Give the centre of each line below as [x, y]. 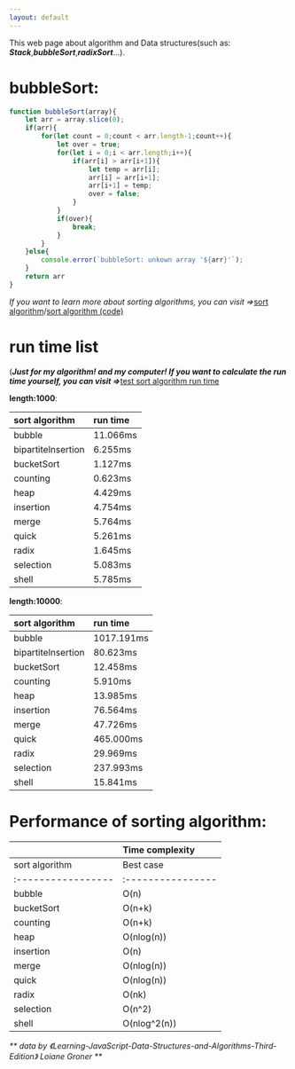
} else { [37, 252]
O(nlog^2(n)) [150, 1023]
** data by [28, 1045]
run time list [54, 347]
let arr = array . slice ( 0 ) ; [75, 120]
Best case [143, 864]
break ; [85, 227]
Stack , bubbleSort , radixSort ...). [67, 52]
